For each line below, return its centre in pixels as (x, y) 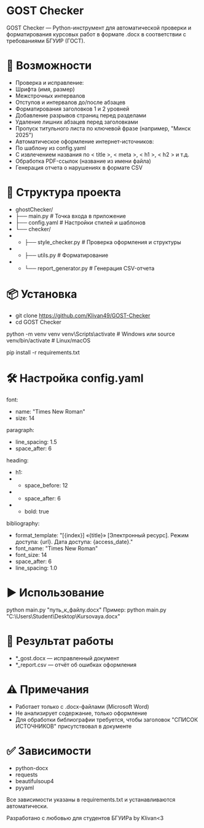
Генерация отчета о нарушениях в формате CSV (79, 167)
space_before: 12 (46, 485)
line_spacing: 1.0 (36, 568)
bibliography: (23, 523)
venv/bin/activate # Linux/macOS (49, 340)
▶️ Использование (55, 592)
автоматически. (27, 806)
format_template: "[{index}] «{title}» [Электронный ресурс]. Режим (102, 535)
